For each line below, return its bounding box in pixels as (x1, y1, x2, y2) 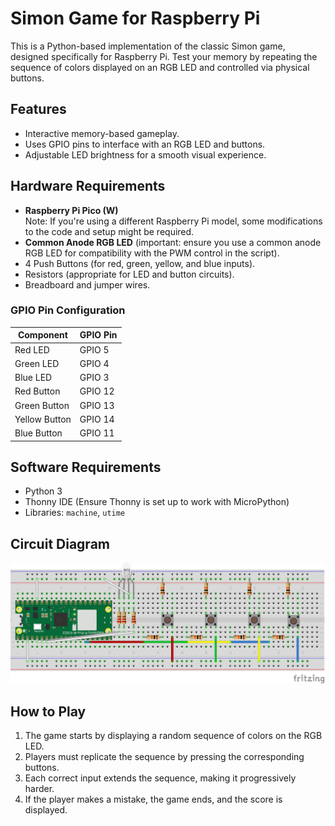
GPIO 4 (79, 357, 110, 369)
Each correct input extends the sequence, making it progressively (24, 772, 297, 784)
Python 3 (24, 485, 63, 497)
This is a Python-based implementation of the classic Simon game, (10, 40, 286, 52)
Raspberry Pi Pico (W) (24, 204, 119, 216)
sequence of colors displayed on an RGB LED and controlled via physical (10, 61, 310, 73)
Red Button (14, 385, 61, 397)
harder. (24, 783, 55, 795)
